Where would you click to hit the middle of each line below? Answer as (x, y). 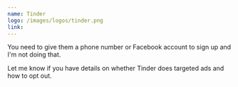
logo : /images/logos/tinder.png (55, 21)
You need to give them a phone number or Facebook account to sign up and (119, 47)
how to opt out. (30, 76)
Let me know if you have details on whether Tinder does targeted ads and (116, 69)
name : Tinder (27, 14)
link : (15, 27)
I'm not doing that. (34, 54)
